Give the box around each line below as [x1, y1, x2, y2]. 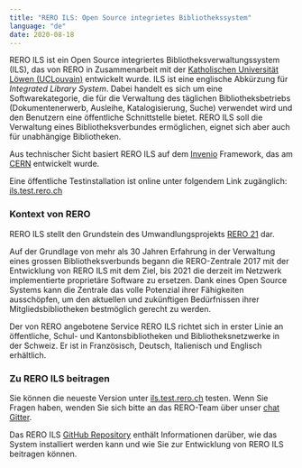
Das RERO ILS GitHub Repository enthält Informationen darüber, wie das [9, 429, 278, 440]
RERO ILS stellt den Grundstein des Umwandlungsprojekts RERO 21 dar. [9, 228, 275, 239]
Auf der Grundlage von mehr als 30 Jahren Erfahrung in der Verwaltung [9, 245, 276, 257]
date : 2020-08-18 [9, 30, 75, 39]
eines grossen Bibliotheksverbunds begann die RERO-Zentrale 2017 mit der [9, 255, 289, 266]
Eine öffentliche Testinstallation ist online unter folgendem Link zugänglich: [9, 176, 288, 187]
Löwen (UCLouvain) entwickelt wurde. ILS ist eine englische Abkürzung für [9, 74, 288, 85]
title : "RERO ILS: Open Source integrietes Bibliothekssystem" [9, 13, 252, 23]
